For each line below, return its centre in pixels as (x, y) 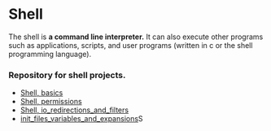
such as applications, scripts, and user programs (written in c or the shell (131, 45)
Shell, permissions (51, 102)
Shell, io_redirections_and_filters (74, 110)
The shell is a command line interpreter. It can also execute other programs (136, 37)
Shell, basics (42, 93)
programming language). (50, 54)
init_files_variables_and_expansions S (82, 119)
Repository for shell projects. (67, 75)
